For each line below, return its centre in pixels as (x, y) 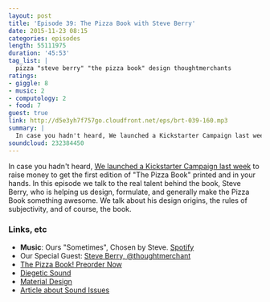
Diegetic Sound (45, 273)
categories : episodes (45, 38)
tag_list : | (28, 61)
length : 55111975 (37, 46)
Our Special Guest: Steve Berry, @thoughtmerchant (105, 255)
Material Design (46, 281)
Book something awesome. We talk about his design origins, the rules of (128, 200)
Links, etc (28, 230)
